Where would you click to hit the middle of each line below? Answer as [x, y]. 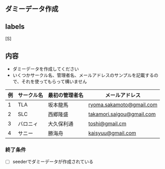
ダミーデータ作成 [32, 9]
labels [15, 26]
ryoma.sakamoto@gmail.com [123, 105]
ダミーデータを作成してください [46, 69]
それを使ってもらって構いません [54, 82]
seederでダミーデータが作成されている [53, 162]
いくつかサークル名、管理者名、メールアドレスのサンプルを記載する [83, 75]
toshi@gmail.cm [107, 124]
